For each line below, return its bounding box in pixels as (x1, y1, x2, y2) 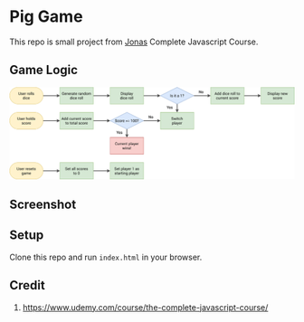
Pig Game (9, 6, 83, 27)
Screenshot (9, 197, 77, 213)
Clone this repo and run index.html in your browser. (9, 251, 203, 262)
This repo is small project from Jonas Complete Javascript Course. (9, 36, 259, 47)
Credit (9, 278, 45, 293)
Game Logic (9, 62, 79, 78)
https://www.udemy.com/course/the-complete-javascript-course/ (22, 301, 269, 313)
